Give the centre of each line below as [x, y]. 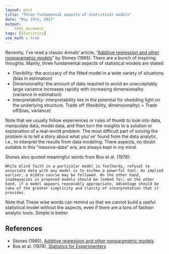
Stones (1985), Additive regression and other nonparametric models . [84, 241]
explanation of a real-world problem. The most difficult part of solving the [81, 131]
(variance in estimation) [37, 94]
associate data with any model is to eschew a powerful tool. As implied [84, 170]
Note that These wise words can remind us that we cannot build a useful [80, 202]
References [24, 228]
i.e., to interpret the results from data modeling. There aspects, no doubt [80, 141]
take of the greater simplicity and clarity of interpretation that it [82, 188]
